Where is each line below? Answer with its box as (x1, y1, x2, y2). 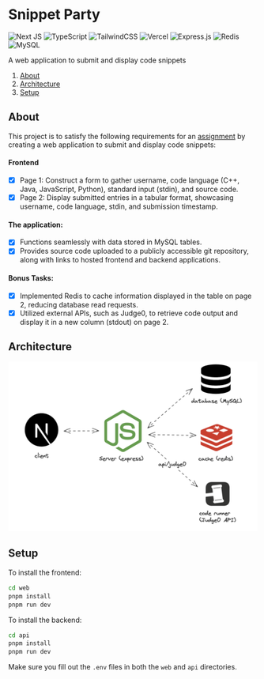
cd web (8, 583, 30, 592)
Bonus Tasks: (8, 273, 54, 282)
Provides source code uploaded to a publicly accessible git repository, (19, 247, 249, 256)
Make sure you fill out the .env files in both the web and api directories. (8, 662, 237, 672)
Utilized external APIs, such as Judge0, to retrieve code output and (19, 308, 239, 318)
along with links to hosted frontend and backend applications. (19, 255, 221, 265)
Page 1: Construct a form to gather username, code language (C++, (19, 175, 239, 185)
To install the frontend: (8, 568, 81, 577)
